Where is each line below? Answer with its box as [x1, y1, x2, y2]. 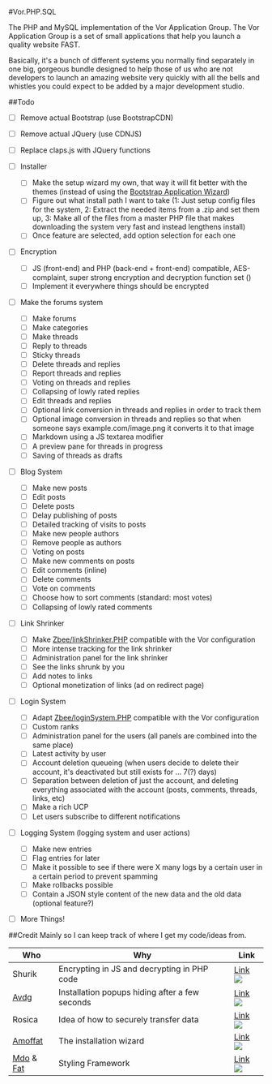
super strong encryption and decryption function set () [69, 272, 252, 282]
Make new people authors [32, 529, 120, 538]
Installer [19, 161, 47, 171]
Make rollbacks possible [32, 880, 113, 889]
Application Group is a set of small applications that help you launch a [8, 32, 241, 41]
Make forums [32, 313, 77, 323]
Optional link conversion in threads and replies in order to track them [32, 405, 261, 415]
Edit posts [32, 492, 66, 501]
